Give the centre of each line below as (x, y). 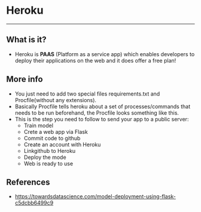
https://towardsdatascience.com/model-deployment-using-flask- (95, 196)
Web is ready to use (48, 163)
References (28, 182)
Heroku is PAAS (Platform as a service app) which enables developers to (105, 54)
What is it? (26, 40)
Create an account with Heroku (62, 145)
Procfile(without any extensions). (56, 100)
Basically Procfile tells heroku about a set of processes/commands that (102, 106)
